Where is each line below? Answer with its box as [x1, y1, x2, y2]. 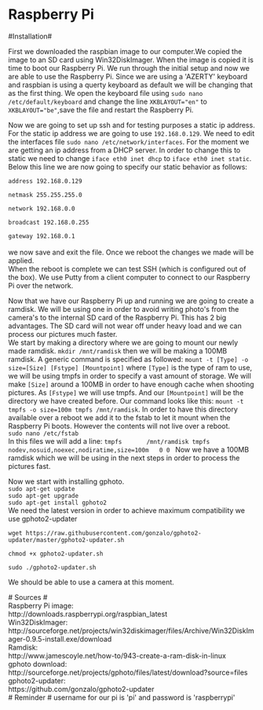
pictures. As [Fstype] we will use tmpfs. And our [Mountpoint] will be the [8, 387, 244, 397]
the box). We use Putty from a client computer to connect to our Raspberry [8, 273, 250, 282]
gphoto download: [8, 659, 68, 668]
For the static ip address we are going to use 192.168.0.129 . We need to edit [8, 128, 255, 138]
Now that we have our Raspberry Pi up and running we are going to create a [8, 296, 254, 306]
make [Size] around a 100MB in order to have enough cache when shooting [8, 379, 254, 389]
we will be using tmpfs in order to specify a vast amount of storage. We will [8, 371, 251, 380]
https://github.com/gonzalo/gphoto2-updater [8, 684, 155, 694]
